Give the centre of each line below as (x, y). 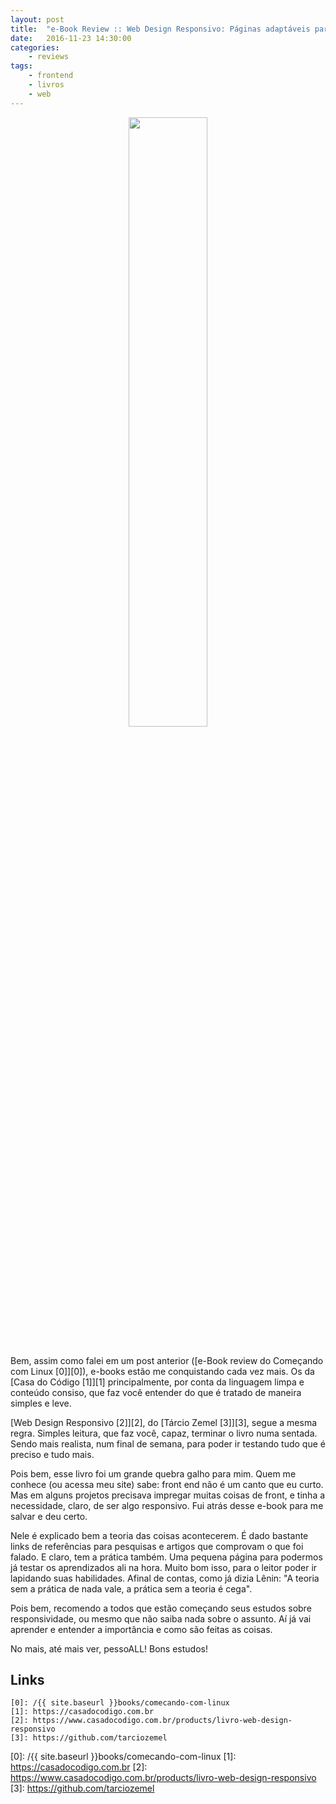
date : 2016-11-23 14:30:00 (71, 38)
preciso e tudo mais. (52, 1454)
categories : (35, 47)
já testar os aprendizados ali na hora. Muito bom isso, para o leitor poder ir (164, 1567)
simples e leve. (41, 1403)
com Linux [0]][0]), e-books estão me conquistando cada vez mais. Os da (162, 1371)
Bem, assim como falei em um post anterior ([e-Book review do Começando (167, 1360)
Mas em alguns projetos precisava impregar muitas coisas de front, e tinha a (168, 1495)
